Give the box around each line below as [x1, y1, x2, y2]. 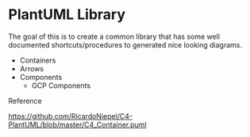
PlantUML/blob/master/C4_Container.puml [8, 120, 147, 129]
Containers [19, 55, 56, 65]
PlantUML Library [8, 6, 125, 24]
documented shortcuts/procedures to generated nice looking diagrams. [8, 40, 242, 49]
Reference [8, 96, 42, 105]
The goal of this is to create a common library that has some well [8, 32, 221, 41]
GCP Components [31, 81, 91, 90]
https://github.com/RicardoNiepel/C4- [8, 111, 133, 120]
